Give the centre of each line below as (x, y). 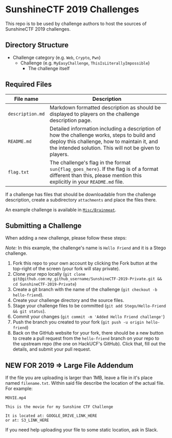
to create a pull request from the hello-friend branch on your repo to (86, 338)
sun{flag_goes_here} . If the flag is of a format (104, 169)
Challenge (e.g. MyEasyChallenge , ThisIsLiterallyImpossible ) (85, 63)
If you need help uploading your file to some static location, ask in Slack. (82, 430)
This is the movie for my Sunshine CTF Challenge (59, 407)
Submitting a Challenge (44, 225)
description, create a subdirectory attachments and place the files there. (81, 200)
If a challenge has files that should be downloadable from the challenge (81, 194)
